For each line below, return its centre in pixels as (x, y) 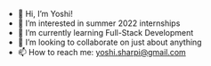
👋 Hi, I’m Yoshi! (45, 14)
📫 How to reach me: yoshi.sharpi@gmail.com (102, 52)
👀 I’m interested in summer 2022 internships (99, 23)
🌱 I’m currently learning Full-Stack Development (105, 33)
